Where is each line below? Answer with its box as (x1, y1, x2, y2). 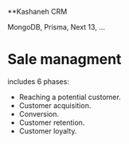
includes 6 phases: (7, 76, 69, 86)
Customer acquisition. (18, 100, 92, 110)
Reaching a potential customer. (18, 92, 121, 102)
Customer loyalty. (18, 126, 77, 135)
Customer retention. (18, 118, 85, 127)
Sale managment (7, 50, 122, 69)
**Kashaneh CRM (7, 7, 68, 16)
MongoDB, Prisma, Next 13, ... (7, 22, 105, 31)
